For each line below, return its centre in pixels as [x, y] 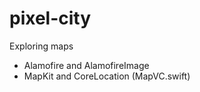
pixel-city [50, 18]
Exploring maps [41, 46]
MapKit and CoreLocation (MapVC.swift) [107, 76]
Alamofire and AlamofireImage [86, 65]
